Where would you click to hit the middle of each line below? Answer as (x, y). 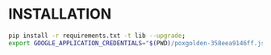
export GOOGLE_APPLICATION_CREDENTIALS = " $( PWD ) (90, 43)
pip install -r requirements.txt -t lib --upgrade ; (97, 36)
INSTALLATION (60, 14)
